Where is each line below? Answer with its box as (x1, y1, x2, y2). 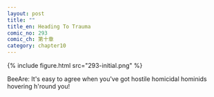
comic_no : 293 (7, 29, 48, 37)
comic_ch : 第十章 (7, 36, 54, 43)
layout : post (7, 10, 45, 17)
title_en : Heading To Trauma (7, 23, 91, 30)
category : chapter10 (7, 42, 67, 49)
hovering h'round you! (7, 82, 70, 90)
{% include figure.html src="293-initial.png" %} (7, 62, 143, 69)
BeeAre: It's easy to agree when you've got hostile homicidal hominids (7, 75, 207, 83)
